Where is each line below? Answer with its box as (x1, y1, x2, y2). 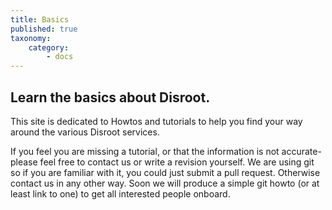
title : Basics (10, 14, 70, 25)
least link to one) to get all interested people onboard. (10, 187, 231, 200)
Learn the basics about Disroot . (10, 89, 211, 106)
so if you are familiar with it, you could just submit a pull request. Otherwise (10, 166, 321, 178)
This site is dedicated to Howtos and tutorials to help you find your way (10, 115, 303, 127)
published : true (10, 24, 78, 34)
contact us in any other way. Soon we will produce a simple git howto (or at (10, 177, 320, 189)
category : (28, 42, 70, 53)
